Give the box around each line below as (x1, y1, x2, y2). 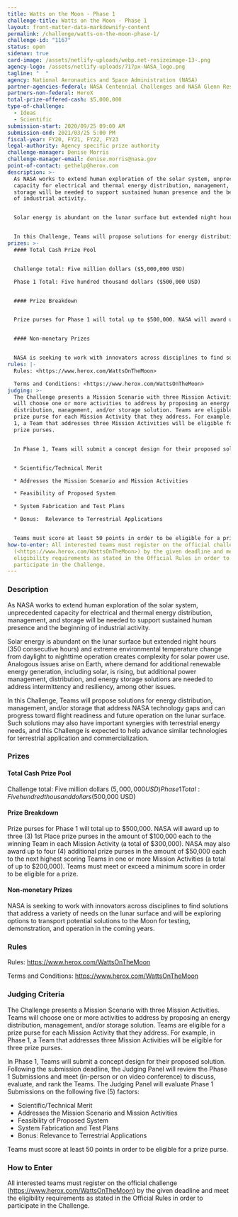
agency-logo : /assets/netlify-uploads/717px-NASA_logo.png (7, 63, 186, 70)
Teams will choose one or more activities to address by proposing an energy (7, 1013, 231, 1022)
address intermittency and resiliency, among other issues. (7, 682, 176, 690)
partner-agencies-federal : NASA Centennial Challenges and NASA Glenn (7, 83, 220, 90)
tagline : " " (7, 70, 50, 77)
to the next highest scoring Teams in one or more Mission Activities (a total (7, 854, 226, 863)
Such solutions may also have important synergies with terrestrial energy (7, 718, 220, 727)
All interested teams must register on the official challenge (7, 1179, 178, 1187)
